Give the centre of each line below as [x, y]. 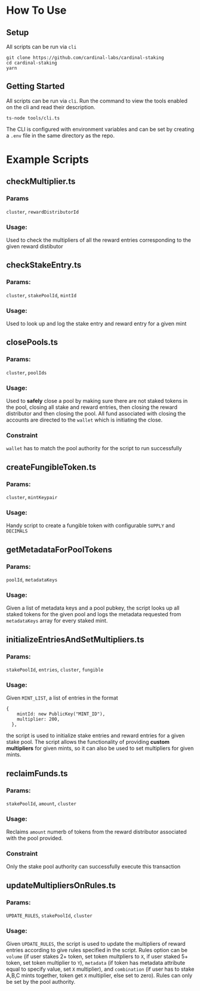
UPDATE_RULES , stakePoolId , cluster [49, 915]
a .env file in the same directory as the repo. [61, 136]
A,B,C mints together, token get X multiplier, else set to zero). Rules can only [99, 975]
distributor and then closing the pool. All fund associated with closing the [96, 413]
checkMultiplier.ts [41, 182]
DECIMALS [17, 531]
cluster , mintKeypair [32, 497]
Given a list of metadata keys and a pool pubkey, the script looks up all [93, 608]
